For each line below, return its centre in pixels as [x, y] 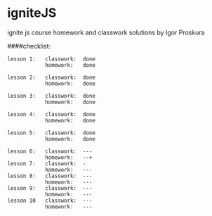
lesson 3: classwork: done [52, 96]
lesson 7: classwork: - [47, 163]
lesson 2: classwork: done [52, 77]
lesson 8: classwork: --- [50, 176]
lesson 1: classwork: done [52, 59]
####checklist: [29, 46]
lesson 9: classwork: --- [50, 188]
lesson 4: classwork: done [52, 114]
